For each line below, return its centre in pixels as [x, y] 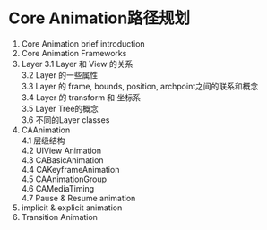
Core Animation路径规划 [99, 18]
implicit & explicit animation [72, 208]
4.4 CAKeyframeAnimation [70, 169]
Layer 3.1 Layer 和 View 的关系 [77, 64]
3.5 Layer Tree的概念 [60, 108]
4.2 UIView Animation [61, 150]
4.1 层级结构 [43, 141]
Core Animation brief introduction [83, 43]
